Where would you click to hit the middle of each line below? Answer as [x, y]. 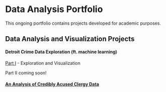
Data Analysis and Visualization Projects [70, 39]
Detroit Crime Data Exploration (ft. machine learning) [61, 52]
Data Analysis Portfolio [54, 9]
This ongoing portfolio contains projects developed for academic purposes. [83, 23]
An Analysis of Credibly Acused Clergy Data [52, 84]
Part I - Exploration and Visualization [43, 63]
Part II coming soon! [26, 73]
